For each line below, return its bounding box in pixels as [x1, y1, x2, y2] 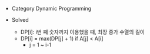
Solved [11, 16, 29, 23]
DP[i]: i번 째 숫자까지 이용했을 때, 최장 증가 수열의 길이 [20, 29, 145, 35]
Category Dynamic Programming [11, 5, 92, 12]
